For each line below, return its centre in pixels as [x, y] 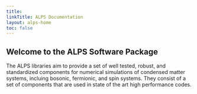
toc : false [20, 28]
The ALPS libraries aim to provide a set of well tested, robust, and [86, 66]
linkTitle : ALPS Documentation [45, 17]
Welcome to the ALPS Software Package [82, 51]
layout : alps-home [29, 22]
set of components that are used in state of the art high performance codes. [99, 85]
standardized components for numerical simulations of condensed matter [96, 72]
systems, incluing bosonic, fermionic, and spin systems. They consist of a [96, 78]
